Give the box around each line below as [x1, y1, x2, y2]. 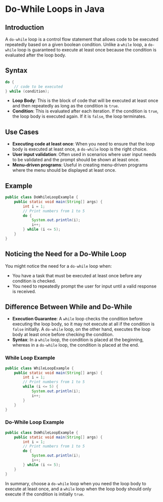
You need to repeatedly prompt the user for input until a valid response [12, 283, 157, 289]
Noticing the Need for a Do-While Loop [5, 250, 127, 258]
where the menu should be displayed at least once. [12, 167, 117, 173]
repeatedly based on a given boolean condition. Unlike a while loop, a [5, 42, 147, 48]
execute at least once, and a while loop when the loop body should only [5, 486, 152, 492]
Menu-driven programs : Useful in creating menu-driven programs [12, 162, 148, 168]
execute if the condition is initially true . [5, 491, 84, 497]
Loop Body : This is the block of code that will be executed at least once [12, 98, 159, 103]
